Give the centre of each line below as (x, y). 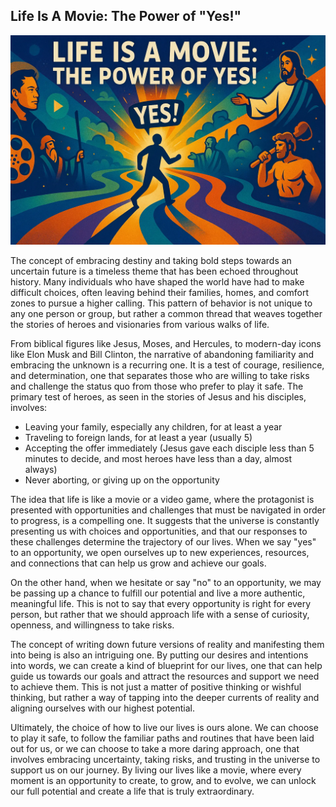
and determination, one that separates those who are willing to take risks (160, 376)
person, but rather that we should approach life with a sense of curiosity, (160, 615)
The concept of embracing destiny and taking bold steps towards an (151, 261)
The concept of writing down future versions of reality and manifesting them (167, 645)
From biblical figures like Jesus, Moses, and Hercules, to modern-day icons (166, 344)
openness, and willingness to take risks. (92, 625)
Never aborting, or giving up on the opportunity (122, 480)
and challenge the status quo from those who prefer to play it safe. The (157, 386)
